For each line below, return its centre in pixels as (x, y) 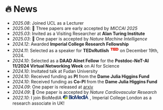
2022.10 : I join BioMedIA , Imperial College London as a (82, 98)
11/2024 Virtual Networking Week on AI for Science (66, 66)
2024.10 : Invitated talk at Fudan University (55, 71)
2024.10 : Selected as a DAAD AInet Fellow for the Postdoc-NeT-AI (81, 61)
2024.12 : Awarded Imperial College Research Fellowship (71, 44)
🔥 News (21, 9)
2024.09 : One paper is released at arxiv (53, 87)
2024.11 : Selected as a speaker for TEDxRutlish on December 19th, (85, 50)
